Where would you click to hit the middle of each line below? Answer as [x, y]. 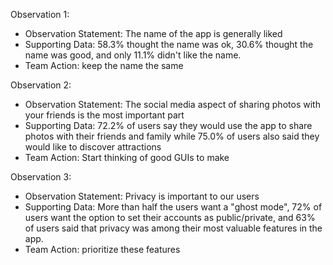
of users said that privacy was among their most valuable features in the [173, 228]
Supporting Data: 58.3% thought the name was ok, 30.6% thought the [169, 44]
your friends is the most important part [104, 115]
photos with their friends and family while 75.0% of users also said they [172, 136]
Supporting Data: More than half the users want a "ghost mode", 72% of [173, 207]
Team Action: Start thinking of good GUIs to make [127, 157]
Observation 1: [40, 14]
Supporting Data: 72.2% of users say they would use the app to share [168, 125]
